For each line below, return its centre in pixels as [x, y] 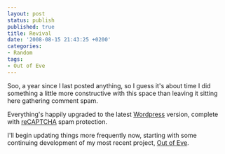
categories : [25, 46]
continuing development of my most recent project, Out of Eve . [98, 142]
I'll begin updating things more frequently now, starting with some [102, 135]
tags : [15, 59]
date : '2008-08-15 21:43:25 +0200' [59, 40]
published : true [31, 27]
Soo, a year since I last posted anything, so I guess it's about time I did [109, 85]
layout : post [26, 14]
